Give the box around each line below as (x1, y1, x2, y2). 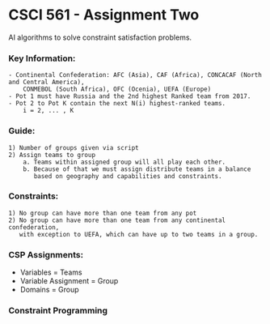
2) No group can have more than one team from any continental (8, 216, 226, 224)
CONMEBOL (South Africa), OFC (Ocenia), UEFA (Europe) (23, 85, 212, 94)
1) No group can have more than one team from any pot (8, 209, 197, 217)
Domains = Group (19, 285, 79, 295)
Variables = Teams (19, 267, 82, 277)
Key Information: (8, 53, 76, 64)
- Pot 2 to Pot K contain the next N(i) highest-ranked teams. (8, 100, 226, 108)
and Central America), (8, 79, 85, 87)
